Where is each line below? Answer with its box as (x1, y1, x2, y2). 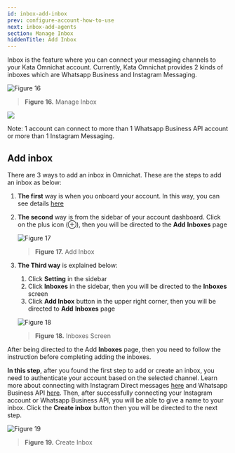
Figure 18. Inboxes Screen (34, 331, 111, 340)
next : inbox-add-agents (7, 23, 77, 30)
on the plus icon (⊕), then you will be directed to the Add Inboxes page (17, 220, 228, 229)
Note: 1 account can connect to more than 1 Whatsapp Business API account (7, 124, 229, 133)
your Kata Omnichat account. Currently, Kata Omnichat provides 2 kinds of (7, 63, 223, 72)
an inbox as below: (7, 178, 62, 187)
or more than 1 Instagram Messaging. (7, 132, 115, 140)
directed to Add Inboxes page (27, 304, 116, 313)
